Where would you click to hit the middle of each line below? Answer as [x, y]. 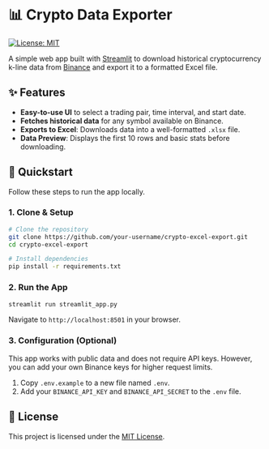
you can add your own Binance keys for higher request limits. [111, 367]
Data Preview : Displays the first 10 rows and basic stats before [125, 138]
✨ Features [37, 93]
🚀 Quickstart [41, 172]
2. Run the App [38, 288]
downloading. [43, 147]
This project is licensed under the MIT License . [87, 436]
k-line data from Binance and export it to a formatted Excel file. [113, 67]
